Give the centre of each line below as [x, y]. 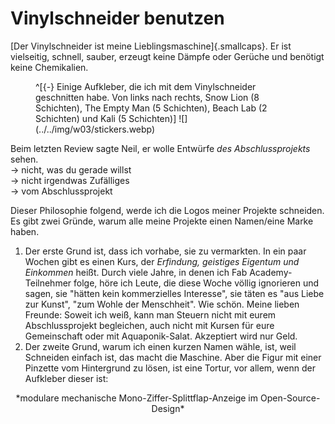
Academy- [271, 272]
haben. [25, 231]
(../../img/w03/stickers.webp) [95, 129]
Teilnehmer [48, 283]
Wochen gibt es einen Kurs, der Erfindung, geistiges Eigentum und [162, 261]
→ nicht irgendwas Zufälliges [70, 180]
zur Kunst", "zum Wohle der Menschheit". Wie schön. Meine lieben [162, 304]
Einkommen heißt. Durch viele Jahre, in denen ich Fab [136, 272]
